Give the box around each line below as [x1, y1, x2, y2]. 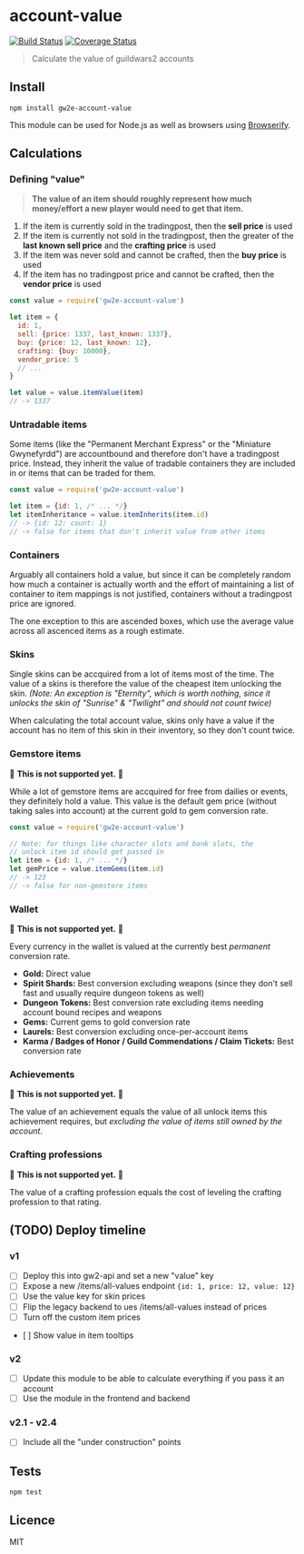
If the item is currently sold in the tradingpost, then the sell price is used [22, 221, 293, 232]
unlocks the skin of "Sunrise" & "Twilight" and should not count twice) [9, 698, 272, 708]
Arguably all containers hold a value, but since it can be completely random [9, 569, 291, 580]
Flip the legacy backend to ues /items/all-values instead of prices [22, 1301, 268, 1312]
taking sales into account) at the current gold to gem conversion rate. [9, 805, 269, 816]
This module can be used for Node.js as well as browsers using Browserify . [9, 119, 291, 130]
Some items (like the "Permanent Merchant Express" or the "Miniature [9, 439, 271, 450]
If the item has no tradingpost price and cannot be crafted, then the [22, 269, 275, 280]
